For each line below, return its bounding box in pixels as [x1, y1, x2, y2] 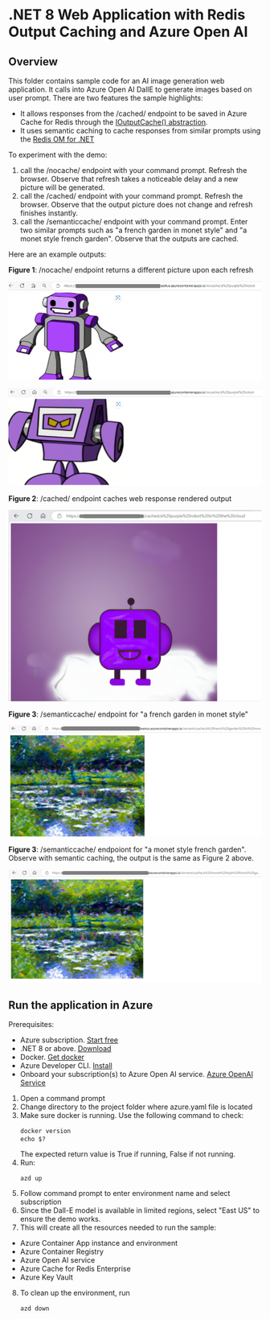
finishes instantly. [19, 208, 79, 218]
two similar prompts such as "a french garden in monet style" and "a [19, 225, 247, 235]
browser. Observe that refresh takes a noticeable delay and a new [19, 175, 239, 183]
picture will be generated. [19, 183, 105, 192]
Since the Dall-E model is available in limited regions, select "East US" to [19, 1205, 260, 1215]
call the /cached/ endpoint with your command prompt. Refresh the [19, 191, 243, 200]
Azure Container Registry [19, 1247, 104, 1256]
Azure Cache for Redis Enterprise [19, 1264, 131, 1273]
